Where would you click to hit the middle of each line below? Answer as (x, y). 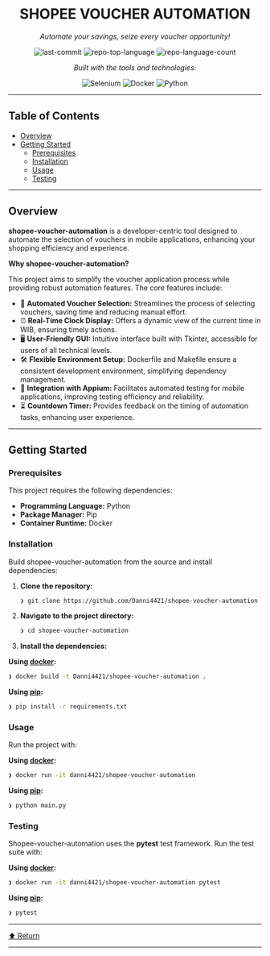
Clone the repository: (56, 586)
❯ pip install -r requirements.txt (68, 707)
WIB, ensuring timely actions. (68, 329)
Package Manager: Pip (59, 515)
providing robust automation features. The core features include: (115, 288)
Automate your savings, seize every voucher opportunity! (135, 36)
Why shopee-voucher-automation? (69, 264)
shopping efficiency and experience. (69, 247)
